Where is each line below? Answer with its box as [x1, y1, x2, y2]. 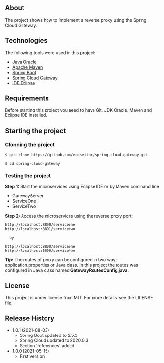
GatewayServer [12, 193, 44, 199]
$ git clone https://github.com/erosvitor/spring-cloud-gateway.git [5, 152, 148, 158]
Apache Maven [12, 64, 43, 70]
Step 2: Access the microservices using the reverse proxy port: [5, 213, 133, 219]
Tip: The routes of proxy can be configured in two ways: [5, 257, 119, 263]
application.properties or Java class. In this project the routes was [5, 262, 138, 268]
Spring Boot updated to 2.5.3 [19, 333, 78, 338]
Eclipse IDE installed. [5, 112, 47, 118]
